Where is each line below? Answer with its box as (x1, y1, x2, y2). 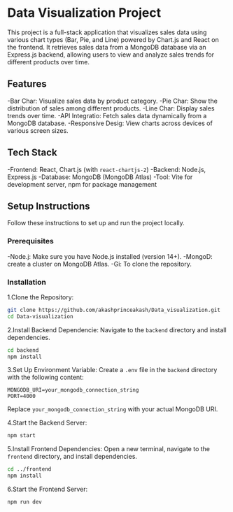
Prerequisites (7, 236, 54, 246)
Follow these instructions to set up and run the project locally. (7, 219, 185, 227)
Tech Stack (7, 147, 57, 159)
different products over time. (7, 57, 90, 66)
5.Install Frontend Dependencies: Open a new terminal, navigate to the (7, 445, 210, 453)
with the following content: (7, 373, 84, 382)
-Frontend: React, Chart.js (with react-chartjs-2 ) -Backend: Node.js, (7, 165, 206, 173)
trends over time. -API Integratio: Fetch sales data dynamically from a (7, 111, 207, 120)
